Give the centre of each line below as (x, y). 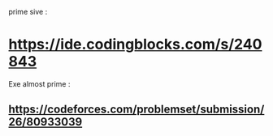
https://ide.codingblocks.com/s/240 (135, 45)
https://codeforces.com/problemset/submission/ (136, 110)
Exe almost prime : (39, 83)
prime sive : (28, 12)
